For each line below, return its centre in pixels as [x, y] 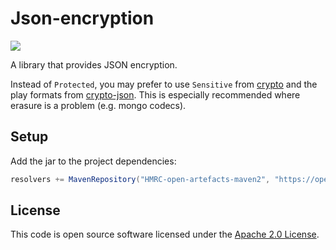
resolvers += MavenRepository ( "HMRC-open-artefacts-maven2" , [140, 179]
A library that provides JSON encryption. [94, 64]
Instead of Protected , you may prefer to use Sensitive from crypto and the [164, 84]
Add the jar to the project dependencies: [93, 161]
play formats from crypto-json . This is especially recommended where [155, 94]
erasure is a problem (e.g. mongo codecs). [98, 105]
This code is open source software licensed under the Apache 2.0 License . [165, 234]
